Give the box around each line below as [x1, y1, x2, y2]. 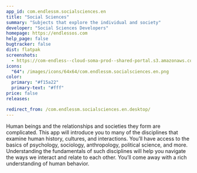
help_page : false [6, 36, 49, 42]
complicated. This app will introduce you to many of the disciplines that [6, 128, 178, 135]
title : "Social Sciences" [6, 14, 69, 20]
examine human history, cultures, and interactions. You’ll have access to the [6, 135, 190, 142]
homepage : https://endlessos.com [6, 30, 88, 36]
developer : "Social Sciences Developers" [6, 25, 109, 31]
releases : [6, 96, 30, 101]
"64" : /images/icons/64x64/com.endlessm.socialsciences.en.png [11, 69, 169, 74]
